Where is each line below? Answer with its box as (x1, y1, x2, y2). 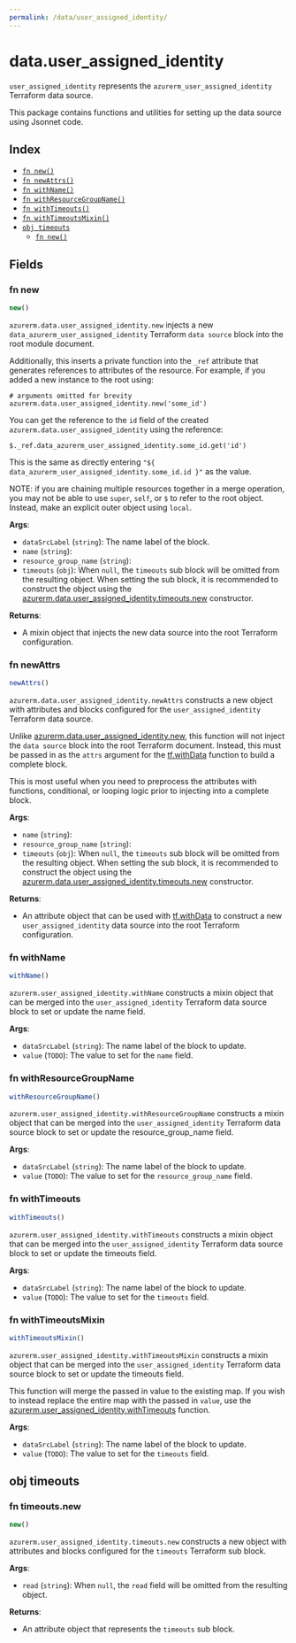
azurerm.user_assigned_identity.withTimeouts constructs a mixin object (9, 1229, 274, 1239)
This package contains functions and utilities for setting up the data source (9, 107, 282, 118)
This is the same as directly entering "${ (9, 457, 156, 467)
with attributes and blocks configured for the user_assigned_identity (9, 705, 261, 715)
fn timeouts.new (9, 1500, 81, 1513)
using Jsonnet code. (9, 116, 84, 127)
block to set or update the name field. (9, 1007, 146, 1017)
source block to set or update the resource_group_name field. (9, 1127, 234, 1138)
